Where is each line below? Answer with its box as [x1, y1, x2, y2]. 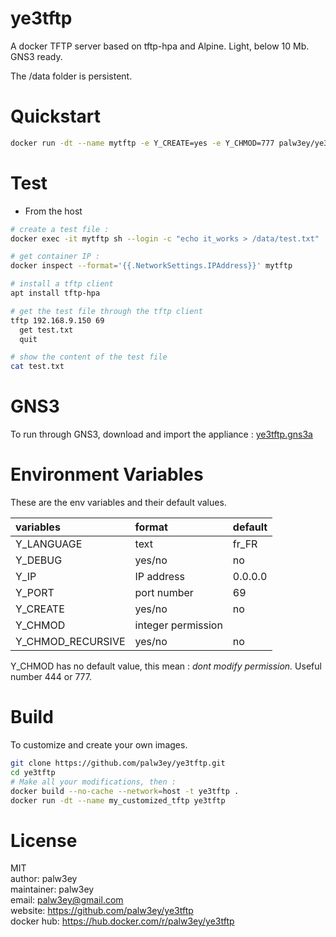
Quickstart [10, 105, 102, 128]
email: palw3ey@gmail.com [10, 894, 124, 906]
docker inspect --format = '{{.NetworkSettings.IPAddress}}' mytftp [10, 261, 293, 271]
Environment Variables [10, 463, 204, 486]
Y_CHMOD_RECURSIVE [15, 635, 126, 649]
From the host [24, 205, 83, 217]
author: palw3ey [10, 873, 78, 885]
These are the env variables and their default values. [10, 497, 227, 509]
